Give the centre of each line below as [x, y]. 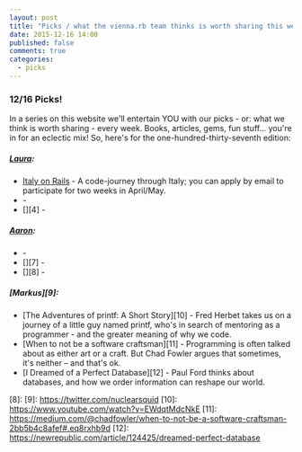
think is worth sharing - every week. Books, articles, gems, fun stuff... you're [151, 129]
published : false [42, 43]
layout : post [34, 18]
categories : [31, 59]
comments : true [38, 51]
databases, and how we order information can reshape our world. [143, 382]
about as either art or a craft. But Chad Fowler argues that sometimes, [151, 354]
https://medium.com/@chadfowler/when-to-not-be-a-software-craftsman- [148, 419]
